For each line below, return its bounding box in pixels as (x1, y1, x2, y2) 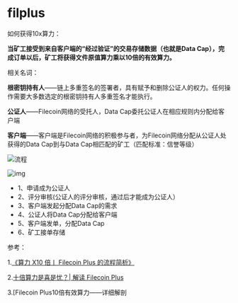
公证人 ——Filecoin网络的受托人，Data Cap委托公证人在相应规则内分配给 (7, 107, 219, 115)
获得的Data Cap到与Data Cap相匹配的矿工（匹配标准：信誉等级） (7, 139, 198, 148)
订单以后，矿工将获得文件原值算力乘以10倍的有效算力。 (13, 53, 176, 62)
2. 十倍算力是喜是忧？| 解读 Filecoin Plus (7, 273, 124, 281)
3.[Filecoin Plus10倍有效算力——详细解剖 (7, 288, 127, 297)
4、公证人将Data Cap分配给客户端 (17, 210, 118, 219)
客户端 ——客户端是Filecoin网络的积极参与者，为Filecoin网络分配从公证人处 (7, 131, 227, 139)
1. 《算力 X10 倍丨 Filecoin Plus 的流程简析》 (7, 258, 135, 266)
